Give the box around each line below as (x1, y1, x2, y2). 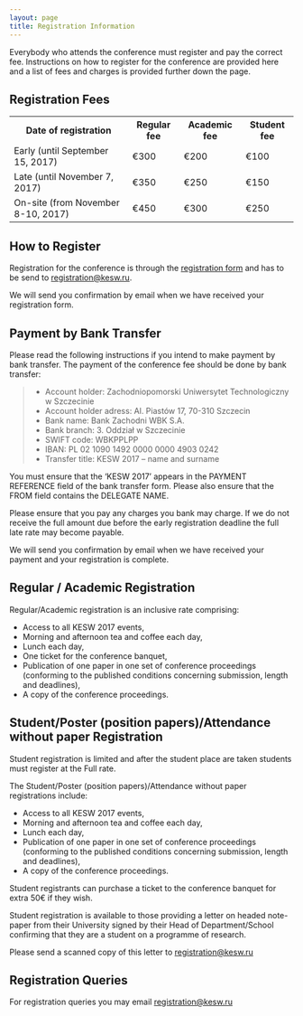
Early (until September (14, 145, 109, 157)
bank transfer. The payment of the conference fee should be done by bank (9, 359, 287, 370)
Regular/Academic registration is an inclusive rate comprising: (9, 604, 240, 615)
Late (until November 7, (14, 171, 115, 183)
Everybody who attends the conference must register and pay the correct (9, 46, 283, 57)
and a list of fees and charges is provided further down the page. (9, 65, 251, 77)
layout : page (9, 13, 59, 23)
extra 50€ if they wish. (9, 892, 93, 903)
